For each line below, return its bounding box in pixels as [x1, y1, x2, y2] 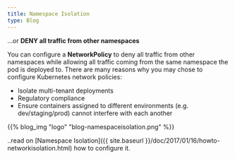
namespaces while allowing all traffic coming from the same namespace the [7, 57, 229, 66]
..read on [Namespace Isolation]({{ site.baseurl [7, 136, 144, 145]
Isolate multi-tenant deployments [17, 86, 114, 95]
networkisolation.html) [7, 143, 73, 152]
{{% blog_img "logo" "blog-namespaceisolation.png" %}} [7, 122, 175, 131]
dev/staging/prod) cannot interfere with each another [17, 109, 173, 117]
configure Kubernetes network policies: [7, 72, 122, 81]
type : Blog [7, 17, 40, 24]
